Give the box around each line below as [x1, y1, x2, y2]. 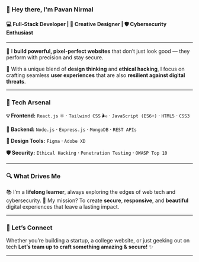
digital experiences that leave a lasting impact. [6, 203, 120, 210]
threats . [6, 78, 26, 85]
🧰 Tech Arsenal [6, 98, 51, 107]
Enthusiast [6, 29, 34, 36]
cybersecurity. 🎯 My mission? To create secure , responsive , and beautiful [6, 197, 189, 204]
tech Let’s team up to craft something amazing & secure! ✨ [6, 243, 154, 251]
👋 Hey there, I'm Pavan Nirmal [6, 5, 94, 14]
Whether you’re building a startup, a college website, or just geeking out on [6, 237, 190, 244]
